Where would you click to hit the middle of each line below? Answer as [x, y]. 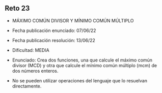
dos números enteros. [35, 71]
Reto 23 [17, 8]
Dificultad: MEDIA [31, 50]
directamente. [27, 86]
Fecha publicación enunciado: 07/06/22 [54, 30]
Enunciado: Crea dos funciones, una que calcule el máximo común [82, 60]
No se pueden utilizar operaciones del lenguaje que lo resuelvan [79, 80]
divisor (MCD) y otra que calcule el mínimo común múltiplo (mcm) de [85, 65]
